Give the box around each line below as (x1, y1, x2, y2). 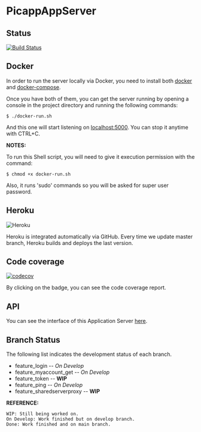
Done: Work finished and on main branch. (6, 421, 111, 428)
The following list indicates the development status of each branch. (6, 351, 172, 358)
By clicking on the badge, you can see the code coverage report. (6, 284, 166, 291)
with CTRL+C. (6, 130, 41, 137)
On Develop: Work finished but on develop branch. (6, 416, 135, 422)
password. (6, 188, 32, 195)
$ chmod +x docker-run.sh (6, 171, 71, 177)
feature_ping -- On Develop (14, 382, 83, 389)
